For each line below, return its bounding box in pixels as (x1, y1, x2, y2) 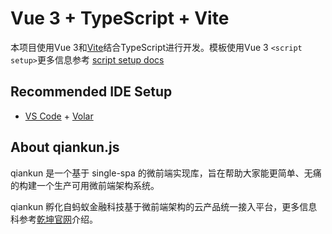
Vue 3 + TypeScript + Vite (10, 7, 230, 30)
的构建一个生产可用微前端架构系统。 (10, 179, 160, 191)
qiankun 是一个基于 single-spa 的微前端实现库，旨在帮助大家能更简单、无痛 (10, 167, 322, 179)
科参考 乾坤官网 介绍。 (10, 213, 98, 225)
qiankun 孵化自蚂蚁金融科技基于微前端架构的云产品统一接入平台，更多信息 (10, 200, 318, 212)
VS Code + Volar (24, 110, 94, 122)
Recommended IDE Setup (10, 83, 173, 101)
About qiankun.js (10, 139, 120, 156)
